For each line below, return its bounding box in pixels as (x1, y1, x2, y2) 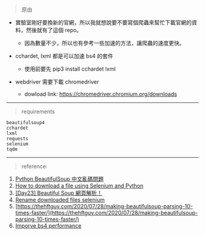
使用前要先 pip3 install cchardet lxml (24, 65, 116, 72)
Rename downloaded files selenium (15, 196, 105, 203)
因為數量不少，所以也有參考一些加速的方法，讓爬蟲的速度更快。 (24, 40, 185, 46)
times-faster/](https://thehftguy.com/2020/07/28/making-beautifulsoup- (15, 209, 198, 216)
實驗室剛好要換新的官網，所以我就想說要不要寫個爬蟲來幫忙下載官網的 (15, 19, 192, 26)
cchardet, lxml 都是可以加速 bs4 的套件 (15, 52, 113, 60)
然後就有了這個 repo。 (26, 27, 82, 33)
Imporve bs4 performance (15, 222, 82, 229)
